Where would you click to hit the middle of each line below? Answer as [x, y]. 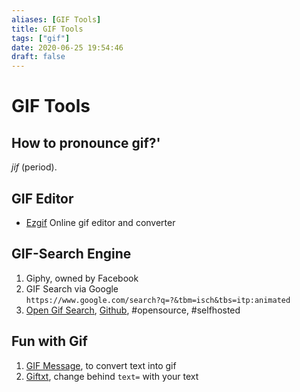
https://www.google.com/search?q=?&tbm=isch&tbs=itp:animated [158, 300]
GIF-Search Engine [71, 254]
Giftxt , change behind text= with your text [112, 376]
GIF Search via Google [72, 288]
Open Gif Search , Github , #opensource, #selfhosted [133, 310]
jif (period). [34, 167]
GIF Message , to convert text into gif [101, 365]
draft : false [38, 57]
